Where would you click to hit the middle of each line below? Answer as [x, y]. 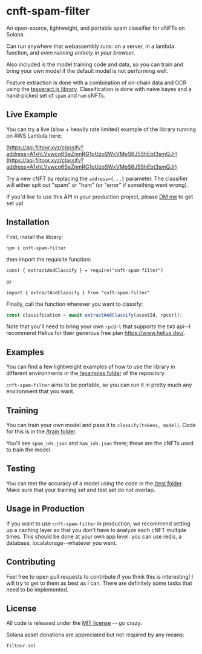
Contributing [31, 562]
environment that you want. [41, 391]
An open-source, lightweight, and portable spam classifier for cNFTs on [96, 28]
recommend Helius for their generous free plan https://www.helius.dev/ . [96, 333]
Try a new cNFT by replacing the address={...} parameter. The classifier [97, 178]
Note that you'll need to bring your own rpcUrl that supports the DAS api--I [98, 326]
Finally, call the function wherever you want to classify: [75, 304]
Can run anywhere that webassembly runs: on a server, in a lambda [90, 46]
